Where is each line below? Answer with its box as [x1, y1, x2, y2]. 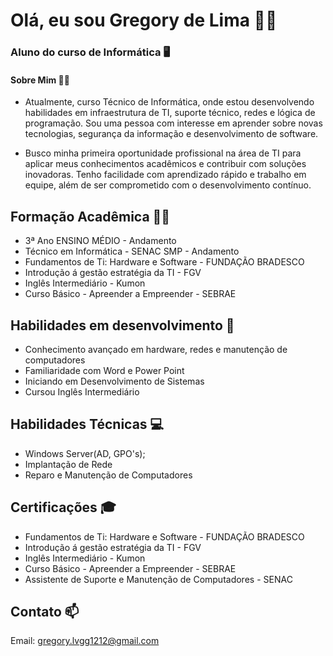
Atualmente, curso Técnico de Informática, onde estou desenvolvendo [24, 96, 315, 108]
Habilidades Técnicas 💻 [10, 416, 165, 433]
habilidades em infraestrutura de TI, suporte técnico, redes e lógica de [24, 107, 316, 119]
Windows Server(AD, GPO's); [24, 447, 146, 459]
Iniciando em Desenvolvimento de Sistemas [24, 375, 205, 387]
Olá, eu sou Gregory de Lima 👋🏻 [10, 9, 278, 32]
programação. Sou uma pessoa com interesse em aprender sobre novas [24, 117, 323, 129]
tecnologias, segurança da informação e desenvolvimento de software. [24, 128, 319, 140]
